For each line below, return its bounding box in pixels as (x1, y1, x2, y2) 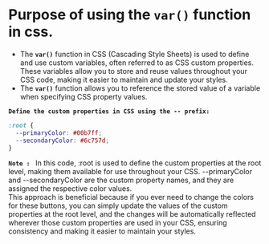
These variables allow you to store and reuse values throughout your (19, 66, 247, 75)
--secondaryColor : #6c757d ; (15, 136, 110, 144)
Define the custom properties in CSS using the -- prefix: (8, 107, 210, 116)
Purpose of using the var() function (8, 6, 251, 24)
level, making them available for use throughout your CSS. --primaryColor (8, 167, 253, 177)
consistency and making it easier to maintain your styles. (8, 226, 197, 236)
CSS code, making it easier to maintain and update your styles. (19, 75, 229, 84)
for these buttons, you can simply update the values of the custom (8, 201, 228, 210)
